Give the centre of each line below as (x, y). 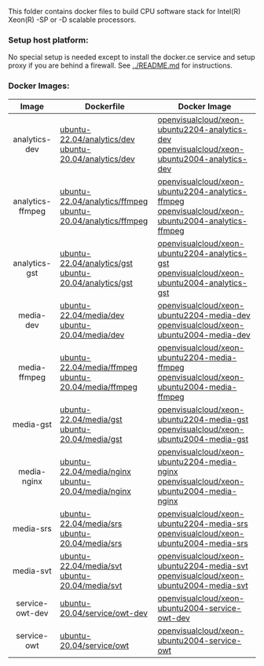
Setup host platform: (48, 40)
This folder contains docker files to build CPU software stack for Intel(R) (125, 11)
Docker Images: (39, 86)
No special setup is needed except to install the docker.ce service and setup (132, 57)
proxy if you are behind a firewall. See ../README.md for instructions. (121, 65)
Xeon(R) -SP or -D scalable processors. (72, 20)
